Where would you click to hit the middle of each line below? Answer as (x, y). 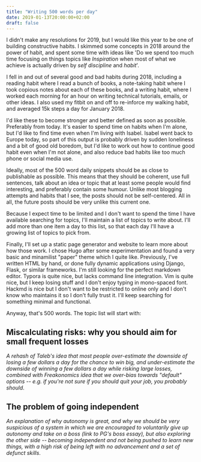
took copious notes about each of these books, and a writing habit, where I (99, 90)
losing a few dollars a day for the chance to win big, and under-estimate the (100, 363)
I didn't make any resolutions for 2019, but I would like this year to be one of (100, 40)
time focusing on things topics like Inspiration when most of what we (91, 59)
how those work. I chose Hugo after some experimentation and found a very (100, 251)
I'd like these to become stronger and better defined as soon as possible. (97, 120)
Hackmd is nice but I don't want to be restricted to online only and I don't (96, 289)
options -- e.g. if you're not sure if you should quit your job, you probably (97, 382)
